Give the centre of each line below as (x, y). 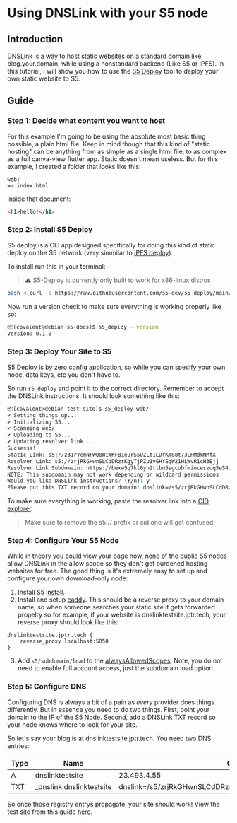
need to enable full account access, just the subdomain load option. (116, 668)
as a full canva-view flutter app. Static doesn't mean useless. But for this (113, 159)
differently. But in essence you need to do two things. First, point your (109, 709)
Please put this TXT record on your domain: (74, 488)
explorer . (20, 509)
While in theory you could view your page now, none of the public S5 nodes (117, 556)
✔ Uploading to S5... (39, 435)
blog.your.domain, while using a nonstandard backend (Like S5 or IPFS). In (116, 64)
